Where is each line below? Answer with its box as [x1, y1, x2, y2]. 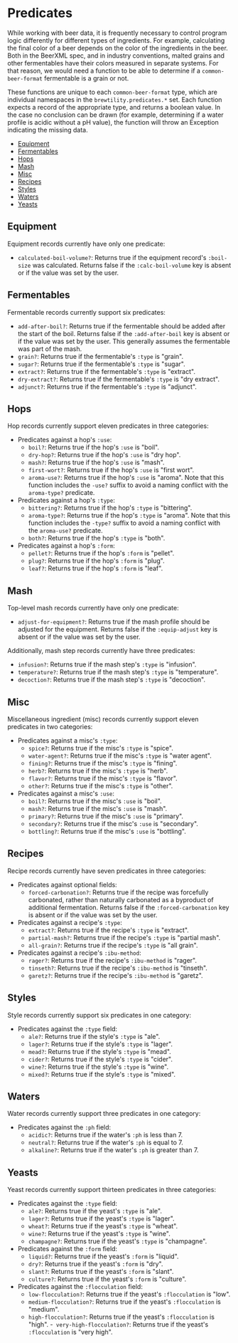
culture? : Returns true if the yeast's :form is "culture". [28, 1275, 187, 1283]
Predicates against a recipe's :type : [17, 918, 122, 926]
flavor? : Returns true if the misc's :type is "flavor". [28, 774, 178, 783]
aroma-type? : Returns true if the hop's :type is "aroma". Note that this [28, 511, 231, 520]
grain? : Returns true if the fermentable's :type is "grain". [17, 352, 183, 360]
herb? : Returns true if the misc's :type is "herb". [28, 767, 168, 775]
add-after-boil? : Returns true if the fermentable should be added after [17, 322, 226, 330]
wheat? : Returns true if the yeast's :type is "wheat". [28, 1222, 178, 1230]
